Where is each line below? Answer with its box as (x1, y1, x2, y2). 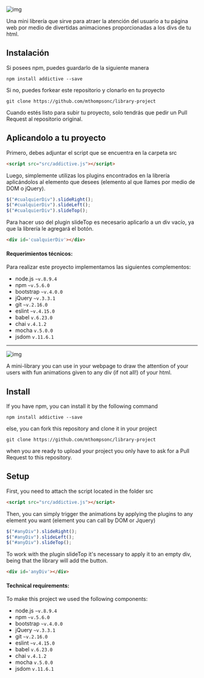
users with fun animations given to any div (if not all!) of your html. (6, 369, 172, 376)
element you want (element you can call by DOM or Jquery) (6, 517, 156, 524)
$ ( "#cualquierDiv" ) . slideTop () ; (6, 208, 88, 214)
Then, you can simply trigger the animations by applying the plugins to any (6, 510, 193, 517)
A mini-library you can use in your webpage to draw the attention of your (6, 362, 189, 370)
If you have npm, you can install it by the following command (6, 402, 158, 410)
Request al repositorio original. (6, 115, 83, 123)
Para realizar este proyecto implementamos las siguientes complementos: (6, 263, 191, 271)
